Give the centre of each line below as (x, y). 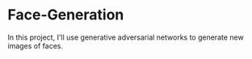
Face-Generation (66, 15)
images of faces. (36, 45)
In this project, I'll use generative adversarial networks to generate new (126, 37)
